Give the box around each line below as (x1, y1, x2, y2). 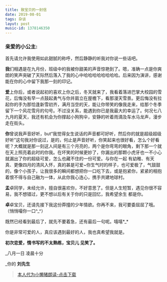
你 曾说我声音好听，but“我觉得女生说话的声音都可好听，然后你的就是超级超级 (5, 131, 162, 137)
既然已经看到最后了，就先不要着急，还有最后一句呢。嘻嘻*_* (5, 219, 129, 225)
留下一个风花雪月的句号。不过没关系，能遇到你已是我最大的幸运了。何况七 (5, 108, 158, 114)
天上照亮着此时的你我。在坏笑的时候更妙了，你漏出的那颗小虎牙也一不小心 (9, 149, 162, 155)
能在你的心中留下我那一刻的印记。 (5, 78, 75, 85)
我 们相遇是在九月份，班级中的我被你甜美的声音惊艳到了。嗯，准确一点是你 (5, 66, 158, 72)
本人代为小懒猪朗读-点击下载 (17, 272, 77, 278)
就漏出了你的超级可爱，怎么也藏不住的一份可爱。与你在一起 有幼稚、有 (5, 155, 150, 162)
